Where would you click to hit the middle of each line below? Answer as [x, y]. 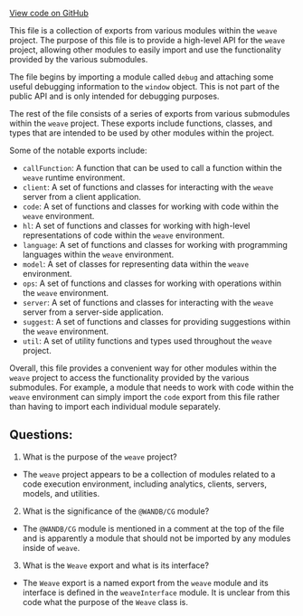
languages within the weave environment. [98, 254]
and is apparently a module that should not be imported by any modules [156, 538]
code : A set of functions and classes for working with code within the [150, 206]
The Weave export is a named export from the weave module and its [145, 583]
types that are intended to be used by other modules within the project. [142, 133]
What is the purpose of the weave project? [100, 457]
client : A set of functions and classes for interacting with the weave [148, 187]
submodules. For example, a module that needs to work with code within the [151, 387]
